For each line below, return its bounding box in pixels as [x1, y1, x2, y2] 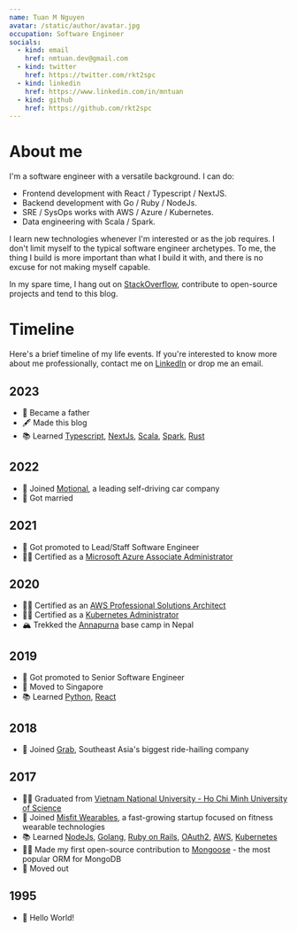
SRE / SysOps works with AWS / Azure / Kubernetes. [21, 207, 214, 218]
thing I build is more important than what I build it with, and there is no [9, 252, 263, 263]
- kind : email [17, 46, 69, 55]
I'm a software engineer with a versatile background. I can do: [9, 171, 235, 182]
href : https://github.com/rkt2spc [25, 104, 152, 113]
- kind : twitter [17, 63, 77, 72]
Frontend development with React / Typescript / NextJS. [21, 188, 227, 199]
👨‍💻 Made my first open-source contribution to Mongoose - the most [21, 843, 271, 855]
